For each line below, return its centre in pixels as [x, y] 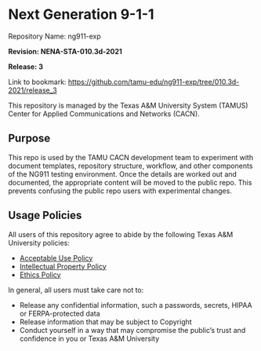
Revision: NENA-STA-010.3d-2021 [65, 51]
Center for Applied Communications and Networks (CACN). [104, 113]
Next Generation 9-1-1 [81, 15]
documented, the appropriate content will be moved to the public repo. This [130, 182]
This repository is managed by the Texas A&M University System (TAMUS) [128, 105]
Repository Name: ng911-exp [55, 36]
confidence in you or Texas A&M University [89, 338]
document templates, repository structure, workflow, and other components [130, 166]
